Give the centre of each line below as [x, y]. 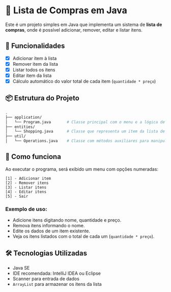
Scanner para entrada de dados [46, 278]
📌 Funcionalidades [35, 46]
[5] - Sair [17, 196]
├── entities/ [20, 127]
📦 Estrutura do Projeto [42, 98]
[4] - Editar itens [26, 192]
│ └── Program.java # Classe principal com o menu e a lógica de [85, 122]
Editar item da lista [32, 75]
